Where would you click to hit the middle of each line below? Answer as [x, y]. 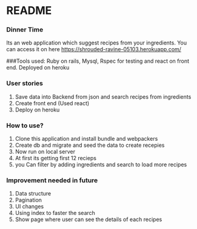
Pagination [28, 200]
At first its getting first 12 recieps [56, 158]
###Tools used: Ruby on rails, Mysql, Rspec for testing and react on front [98, 61]
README [29, 11]
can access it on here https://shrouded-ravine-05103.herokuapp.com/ [94, 49]
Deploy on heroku [37, 110]
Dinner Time [25, 30]
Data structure [33, 194]
